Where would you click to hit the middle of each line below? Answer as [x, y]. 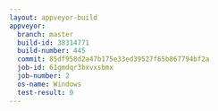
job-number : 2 [43, 76]
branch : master [46, 34]
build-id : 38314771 [54, 43]
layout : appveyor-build [54, 17]
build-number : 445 [52, 51]
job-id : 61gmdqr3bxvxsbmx [66, 68]
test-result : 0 [46, 92]
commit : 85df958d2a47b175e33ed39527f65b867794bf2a [113, 59]
